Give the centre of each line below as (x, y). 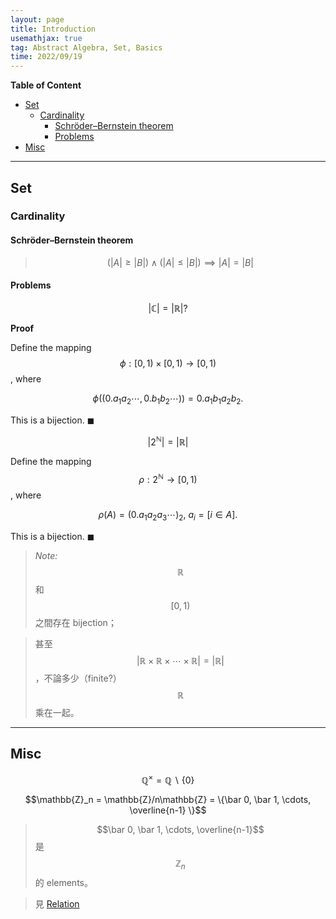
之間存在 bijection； (75, 622)
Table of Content (46, 85)
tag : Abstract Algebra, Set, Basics (86, 47)
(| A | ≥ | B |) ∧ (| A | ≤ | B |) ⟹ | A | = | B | (180, 262)
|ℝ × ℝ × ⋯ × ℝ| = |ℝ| (180, 660)
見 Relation (57, 904)
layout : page (37, 19)
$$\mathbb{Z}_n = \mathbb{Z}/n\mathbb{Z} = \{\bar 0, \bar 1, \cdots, (168, 800)
